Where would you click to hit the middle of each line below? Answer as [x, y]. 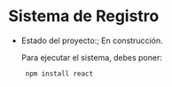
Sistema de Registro [84, 16]
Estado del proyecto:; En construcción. [92, 40]
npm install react [59, 73]
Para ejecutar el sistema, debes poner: [92, 57]
